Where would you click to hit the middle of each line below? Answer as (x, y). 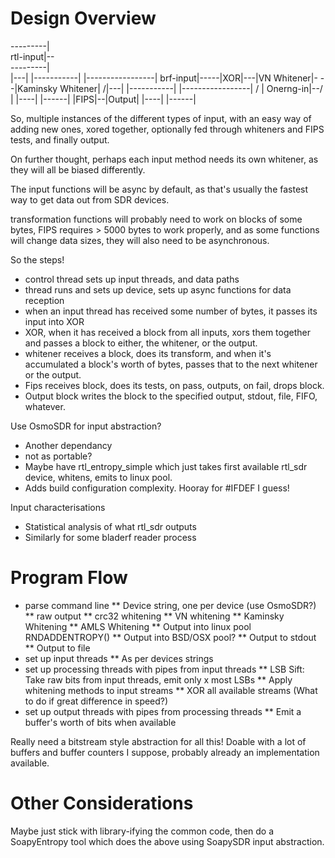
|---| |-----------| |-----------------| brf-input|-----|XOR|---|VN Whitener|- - (167, 78)
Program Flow (69, 578)
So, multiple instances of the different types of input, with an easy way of (161, 118)
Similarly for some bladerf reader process (110, 537)
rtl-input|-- (32, 56)
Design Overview (83, 18)
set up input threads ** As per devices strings (119, 658)
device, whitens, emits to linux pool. (98, 477)
